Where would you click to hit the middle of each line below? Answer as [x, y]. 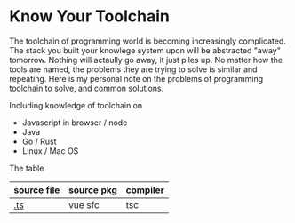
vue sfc [84, 204]
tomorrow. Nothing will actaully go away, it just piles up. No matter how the [146, 60]
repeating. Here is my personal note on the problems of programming [136, 78]
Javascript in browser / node [75, 123]
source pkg [93, 190]
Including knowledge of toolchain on [76, 105]
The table [27, 168]
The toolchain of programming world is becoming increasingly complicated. [147, 41]
